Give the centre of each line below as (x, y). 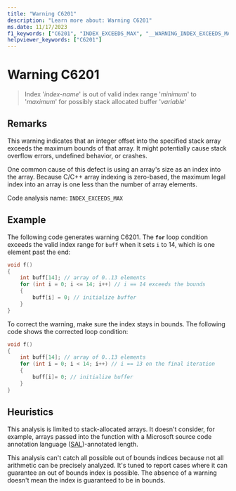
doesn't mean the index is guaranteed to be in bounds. (86, 480)
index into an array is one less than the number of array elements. (103, 184)
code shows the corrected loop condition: (68, 331)
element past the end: (39, 252)
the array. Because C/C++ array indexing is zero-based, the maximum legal (117, 177)
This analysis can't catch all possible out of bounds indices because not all (116, 457)
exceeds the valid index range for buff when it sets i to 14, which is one (111, 244)
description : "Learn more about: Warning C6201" (80, 20)
